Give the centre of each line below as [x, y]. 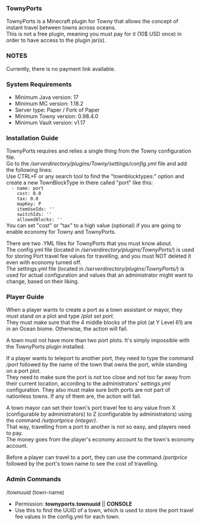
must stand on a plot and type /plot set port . [60, 316]
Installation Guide [32, 138]
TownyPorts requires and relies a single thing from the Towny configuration [99, 151]
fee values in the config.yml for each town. [67, 516]
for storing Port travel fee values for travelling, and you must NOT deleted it [99, 256]
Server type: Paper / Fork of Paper [57, 110]
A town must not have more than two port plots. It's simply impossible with [98, 341]
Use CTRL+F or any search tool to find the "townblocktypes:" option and [95, 177]
